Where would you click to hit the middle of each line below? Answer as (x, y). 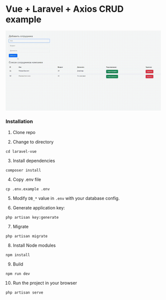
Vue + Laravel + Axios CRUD (65, 9)
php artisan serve (24, 292)
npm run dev (18, 274)
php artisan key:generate (32, 217)
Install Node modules (34, 245)
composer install (23, 170)
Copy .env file (27, 179)
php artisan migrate (27, 236)
